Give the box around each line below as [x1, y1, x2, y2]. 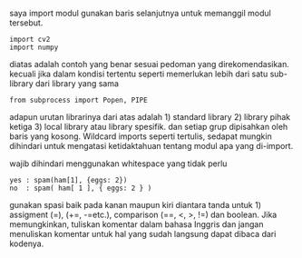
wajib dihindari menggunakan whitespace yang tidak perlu [9, 158, 228, 169]
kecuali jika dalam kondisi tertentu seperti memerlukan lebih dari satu [9, 68, 268, 79]
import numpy [9, 43, 59, 52]
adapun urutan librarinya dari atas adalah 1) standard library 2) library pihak [9, 112, 291, 122]
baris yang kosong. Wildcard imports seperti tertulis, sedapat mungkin [9, 131, 272, 142]
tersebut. [9, 17, 44, 28]
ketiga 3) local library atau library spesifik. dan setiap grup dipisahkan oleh [9, 122, 288, 132]
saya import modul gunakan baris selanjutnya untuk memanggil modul [9, 8, 272, 18]
